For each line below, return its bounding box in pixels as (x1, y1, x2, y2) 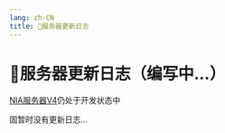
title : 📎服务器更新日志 (9, 22, 89, 31)
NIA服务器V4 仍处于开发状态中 (9, 95, 121, 106)
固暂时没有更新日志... (9, 114, 89, 125)
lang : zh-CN (9, 13, 54, 23)
